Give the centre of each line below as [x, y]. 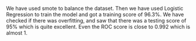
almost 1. [17, 33]
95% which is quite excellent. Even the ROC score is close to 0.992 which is [98, 27]
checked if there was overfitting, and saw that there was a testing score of [96, 20]
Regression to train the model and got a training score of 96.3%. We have [95, 14]
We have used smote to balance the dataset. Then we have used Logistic [95, 8]
